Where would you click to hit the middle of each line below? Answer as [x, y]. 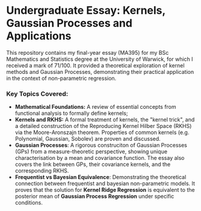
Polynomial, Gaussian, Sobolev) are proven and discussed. [88, 139]
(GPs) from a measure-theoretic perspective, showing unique [91, 151]
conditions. [29, 203]
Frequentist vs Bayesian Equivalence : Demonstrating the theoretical [100, 177]
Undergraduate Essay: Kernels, [86, 11]
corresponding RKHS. [42, 171]
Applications [39, 36]
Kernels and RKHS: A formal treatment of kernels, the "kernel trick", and [105, 120]
